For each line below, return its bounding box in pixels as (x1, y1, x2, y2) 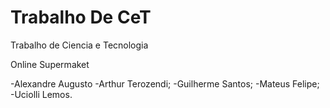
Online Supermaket (10, 58, 90, 70)
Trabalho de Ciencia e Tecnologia (10, 39, 149, 51)
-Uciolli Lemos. (10, 88, 73, 100)
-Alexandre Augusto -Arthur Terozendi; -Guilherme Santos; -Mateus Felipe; (10, 77, 320, 90)
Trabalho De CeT (10, 6, 152, 29)
